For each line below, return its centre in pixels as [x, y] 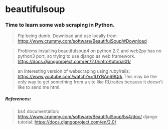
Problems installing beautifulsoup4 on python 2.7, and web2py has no [90, 51]
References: [18, 99]
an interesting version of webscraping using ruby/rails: [74, 71]
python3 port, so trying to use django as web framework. [76, 56]
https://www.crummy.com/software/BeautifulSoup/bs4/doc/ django [88, 117]
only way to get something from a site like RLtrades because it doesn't [90, 82]
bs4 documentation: [38, 111]
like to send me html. [39, 87]
